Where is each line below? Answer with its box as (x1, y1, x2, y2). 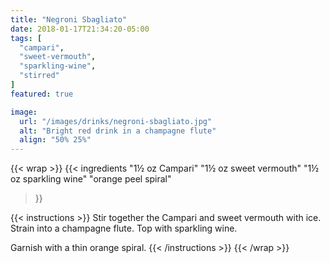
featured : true (10, 89, 74, 99)
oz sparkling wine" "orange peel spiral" (10, 173, 172, 185)
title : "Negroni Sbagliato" (10, 14, 128, 25)
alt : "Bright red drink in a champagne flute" (19, 126, 217, 136)
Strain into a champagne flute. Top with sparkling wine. (10, 222, 238, 235)
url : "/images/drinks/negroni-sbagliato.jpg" (19, 116, 213, 126)
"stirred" (19, 71, 60, 81)
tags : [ (10, 33, 43, 43)
